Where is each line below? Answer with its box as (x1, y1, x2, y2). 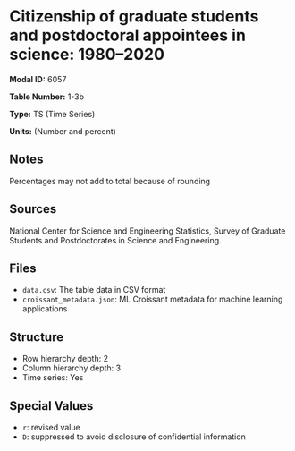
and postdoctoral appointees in (9, 25, 246, 46)
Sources (9, 201, 57, 217)
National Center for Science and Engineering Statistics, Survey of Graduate (9, 225, 286, 236)
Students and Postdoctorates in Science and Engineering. (9, 234, 222, 245)
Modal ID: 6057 (9, 73, 67, 84)
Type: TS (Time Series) (9, 108, 96, 119)
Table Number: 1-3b (9, 91, 85, 102)
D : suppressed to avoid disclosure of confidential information (21, 431, 246, 442)
